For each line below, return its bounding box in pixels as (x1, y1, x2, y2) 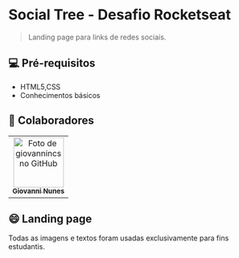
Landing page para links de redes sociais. (27, 32, 167, 42)
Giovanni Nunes (12, 186, 65, 196)
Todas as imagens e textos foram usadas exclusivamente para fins (8, 233, 229, 243)
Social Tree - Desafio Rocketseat (8, 6, 232, 24)
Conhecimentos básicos (19, 90, 101, 100)
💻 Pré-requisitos (8, 56, 96, 70)
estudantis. (8, 242, 46, 252)
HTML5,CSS (19, 82, 61, 92)
